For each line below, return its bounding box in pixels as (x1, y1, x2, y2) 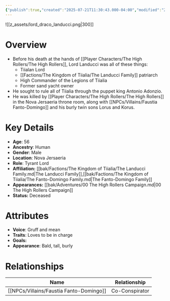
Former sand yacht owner (20, 82, 74, 89)
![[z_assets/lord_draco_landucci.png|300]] (5, 21, 94, 27)
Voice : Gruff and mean (12, 227, 61, 233)
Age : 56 (12, 139, 30, 145)
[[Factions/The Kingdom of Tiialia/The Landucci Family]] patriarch (20, 72, 158, 78)
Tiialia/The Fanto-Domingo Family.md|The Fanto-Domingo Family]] (12, 176, 152, 182)
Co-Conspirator (111, 287, 150, 294)
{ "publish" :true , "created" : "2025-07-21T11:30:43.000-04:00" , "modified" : (5, 7, 162, 13)
